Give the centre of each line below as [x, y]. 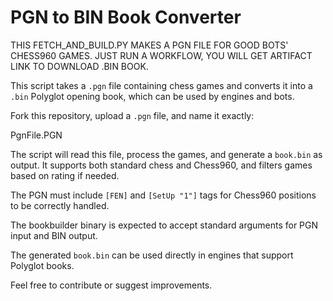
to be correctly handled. [60, 205]
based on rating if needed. [65, 175]
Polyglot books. [42, 265]
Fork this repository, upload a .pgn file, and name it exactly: [132, 115]
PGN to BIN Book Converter [126, 17]
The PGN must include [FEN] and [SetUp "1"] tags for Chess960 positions [163, 195]
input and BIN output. [54, 235]
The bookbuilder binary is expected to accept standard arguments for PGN [164, 225]
